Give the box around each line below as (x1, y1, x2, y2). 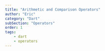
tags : (5, 30, 16, 34)
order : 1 (5, 25, 23, 30)
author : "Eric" (5, 12, 36, 17)
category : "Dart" (5, 16, 40, 21)
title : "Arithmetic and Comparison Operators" (5, 7, 101, 12)
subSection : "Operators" (5, 20, 55, 26)
